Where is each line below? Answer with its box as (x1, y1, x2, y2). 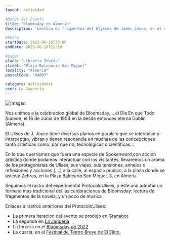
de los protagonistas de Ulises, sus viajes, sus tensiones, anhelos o (5, 162, 146, 168)
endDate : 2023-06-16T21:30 (5, 45, 62, 50)
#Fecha (5, 35, 19, 41)
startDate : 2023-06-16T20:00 (5, 40, 67, 45)
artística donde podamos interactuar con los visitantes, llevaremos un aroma (5, 156, 165, 163)
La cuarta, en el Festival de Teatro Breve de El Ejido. (12, 229, 121, 235)
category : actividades (5, 82, 53, 87)
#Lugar (5, 54, 19, 59)
